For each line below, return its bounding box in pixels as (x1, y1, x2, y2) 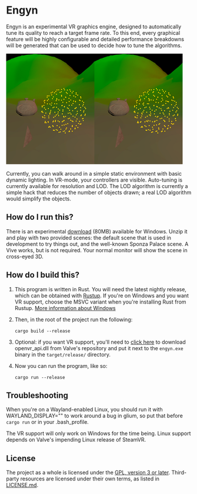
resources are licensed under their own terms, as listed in (20, 475, 160, 482)
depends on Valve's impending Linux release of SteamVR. (6, 436, 146, 443)
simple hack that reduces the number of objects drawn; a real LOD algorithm (6, 189, 192, 196)
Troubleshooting (6, 390, 69, 400)
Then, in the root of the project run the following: (14, 316, 133, 323)
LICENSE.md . (6, 482, 39, 489)
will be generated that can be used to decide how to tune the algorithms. (6, 42, 182, 49)
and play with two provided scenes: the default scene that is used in (6, 234, 172, 241)
